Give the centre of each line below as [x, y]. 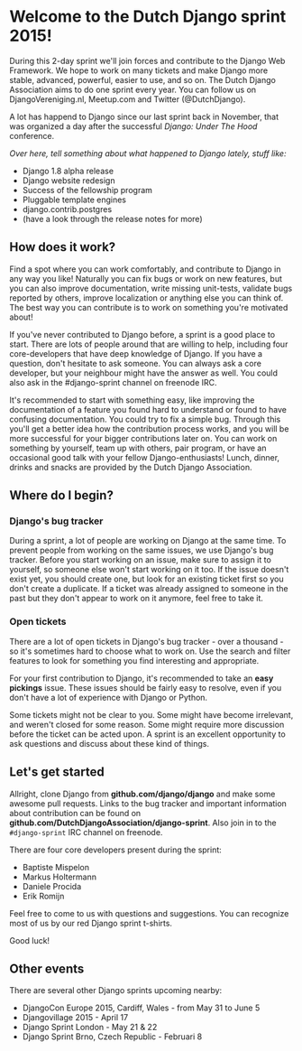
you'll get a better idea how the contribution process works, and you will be [149, 428]
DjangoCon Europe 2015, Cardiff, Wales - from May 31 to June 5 [141, 1008]
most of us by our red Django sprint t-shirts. [91, 923]
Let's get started [57, 772]
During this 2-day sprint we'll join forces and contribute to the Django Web [147, 60]
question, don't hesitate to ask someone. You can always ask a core [135, 363]
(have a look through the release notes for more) [112, 219]
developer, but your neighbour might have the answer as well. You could [143, 373]
